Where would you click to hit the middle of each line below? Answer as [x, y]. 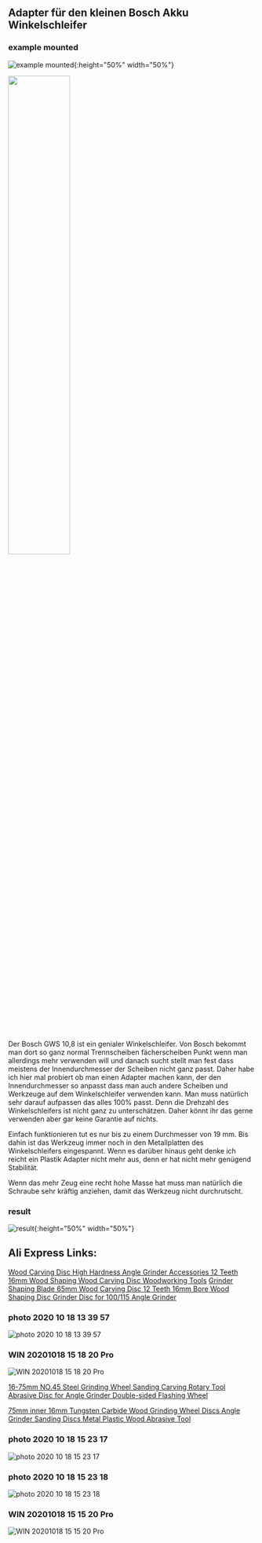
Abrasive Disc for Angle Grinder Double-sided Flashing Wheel [108, 1395]
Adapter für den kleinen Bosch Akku [98, 13]
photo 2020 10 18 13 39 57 [59, 1317]
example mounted [43, 48]
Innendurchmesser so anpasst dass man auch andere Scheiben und [118, 1085]
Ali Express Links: [53, 1253]
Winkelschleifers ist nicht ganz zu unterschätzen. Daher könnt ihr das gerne [131, 1110]
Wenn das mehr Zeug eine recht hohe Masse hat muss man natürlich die [126, 1183]
